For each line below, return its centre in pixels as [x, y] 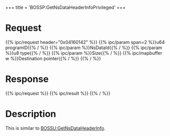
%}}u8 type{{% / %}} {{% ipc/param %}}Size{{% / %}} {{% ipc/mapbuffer [84, 53]
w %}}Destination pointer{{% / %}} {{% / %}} [53, 58]
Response [27, 79]
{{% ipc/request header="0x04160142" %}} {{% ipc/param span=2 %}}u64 [85, 42]
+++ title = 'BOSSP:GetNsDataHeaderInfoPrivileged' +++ [66, 7]
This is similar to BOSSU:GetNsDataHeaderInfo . [56, 128]
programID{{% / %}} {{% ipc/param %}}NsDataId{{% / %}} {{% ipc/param [84, 48]
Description [31, 114]
